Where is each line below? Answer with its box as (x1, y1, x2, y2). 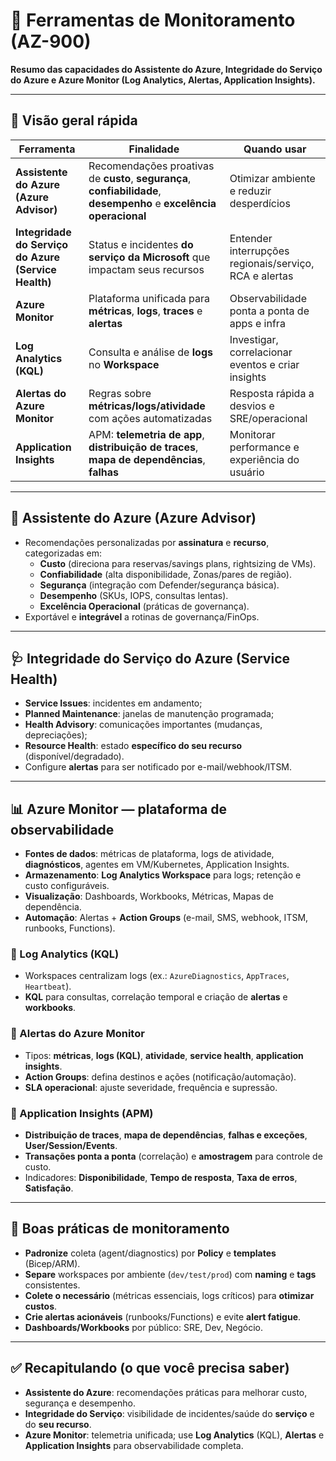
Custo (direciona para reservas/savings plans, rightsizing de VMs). (39, 557, 317, 569)
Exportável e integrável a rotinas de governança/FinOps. (24, 610, 260, 623)
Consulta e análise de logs (88, 345, 213, 359)
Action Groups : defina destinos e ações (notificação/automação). (24, 1070, 297, 1083)
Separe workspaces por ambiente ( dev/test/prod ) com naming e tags (24, 1268, 317, 1280)
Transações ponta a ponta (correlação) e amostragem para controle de (24, 1150, 323, 1163)
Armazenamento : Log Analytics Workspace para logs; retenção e (24, 869, 302, 881)
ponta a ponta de (229, 304, 310, 318)
